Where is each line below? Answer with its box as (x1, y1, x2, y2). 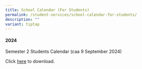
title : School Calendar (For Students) (5, 7, 90, 13)
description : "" (5, 17, 40, 22)
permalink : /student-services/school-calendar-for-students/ (5, 12, 137, 17)
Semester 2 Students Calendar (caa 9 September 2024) (5, 49, 122, 55)
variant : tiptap (5, 21, 40, 27)
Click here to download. (5, 58, 55, 64)
